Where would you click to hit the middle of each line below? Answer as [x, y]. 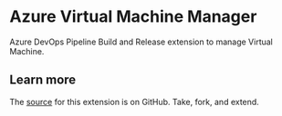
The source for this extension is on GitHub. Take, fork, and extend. [135, 101]
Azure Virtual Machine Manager [133, 17]
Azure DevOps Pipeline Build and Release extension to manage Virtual [141, 42]
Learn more [43, 80]
